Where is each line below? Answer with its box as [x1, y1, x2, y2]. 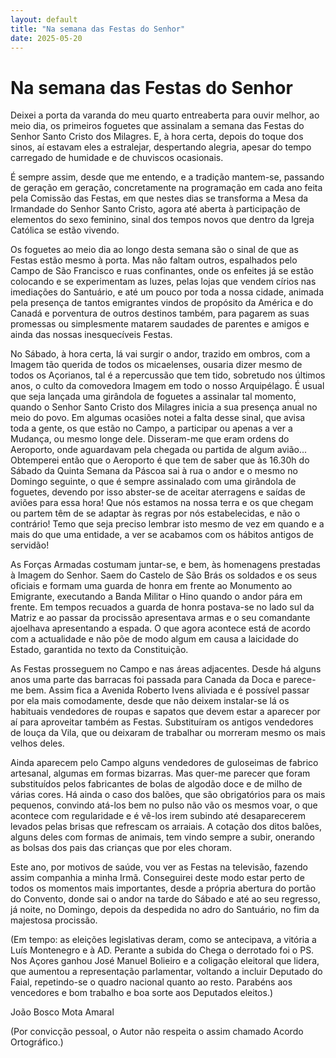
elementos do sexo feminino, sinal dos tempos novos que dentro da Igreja [10, 214, 315, 226]
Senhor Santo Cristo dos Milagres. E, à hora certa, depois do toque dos [10, 131, 304, 143]
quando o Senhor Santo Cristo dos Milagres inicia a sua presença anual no [10, 401, 318, 413]
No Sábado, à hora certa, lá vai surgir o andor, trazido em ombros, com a [10, 348, 311, 360]
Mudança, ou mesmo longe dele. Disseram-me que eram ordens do [10, 433, 290, 445]
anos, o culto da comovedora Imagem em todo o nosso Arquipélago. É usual [10, 380, 325, 392]
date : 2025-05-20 [10, 33, 83, 43]
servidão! [10, 539, 50, 551]
